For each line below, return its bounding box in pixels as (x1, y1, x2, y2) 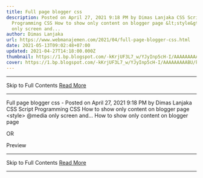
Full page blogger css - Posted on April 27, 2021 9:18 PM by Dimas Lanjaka (6, 99, 192, 106)
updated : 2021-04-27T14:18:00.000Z (6, 48, 96, 54)
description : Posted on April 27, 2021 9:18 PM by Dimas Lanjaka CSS (6, 14, 185, 21)
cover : (6, 59, 23, 65)
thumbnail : (6, 54, 34, 60)
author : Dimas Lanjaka (6, 31, 63, 37)
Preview (6, 141, 27, 148)
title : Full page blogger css (6, 8, 83, 15)
